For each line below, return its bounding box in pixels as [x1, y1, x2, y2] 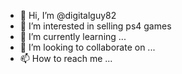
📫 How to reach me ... [19, 53, 113, 64]
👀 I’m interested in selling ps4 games [19, 20, 172, 32]
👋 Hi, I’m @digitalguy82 [19, 10, 117, 21]
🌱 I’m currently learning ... [19, 31, 127, 42]
